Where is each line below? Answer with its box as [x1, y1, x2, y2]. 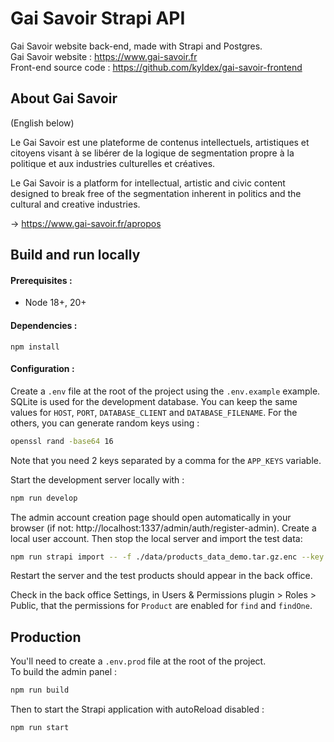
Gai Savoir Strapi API [10, 7, 186, 30]
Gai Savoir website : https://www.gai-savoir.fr [10, 50, 198, 62]
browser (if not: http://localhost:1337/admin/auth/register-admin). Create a [10, 522, 317, 534]
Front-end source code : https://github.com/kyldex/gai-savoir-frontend [10, 61, 303, 73]
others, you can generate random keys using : [10, 417, 200, 429]
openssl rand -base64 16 [10, 436, 114, 446]
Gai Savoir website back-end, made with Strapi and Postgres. [10, 40, 263, 52]
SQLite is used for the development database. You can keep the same [10, 395, 298, 407]
